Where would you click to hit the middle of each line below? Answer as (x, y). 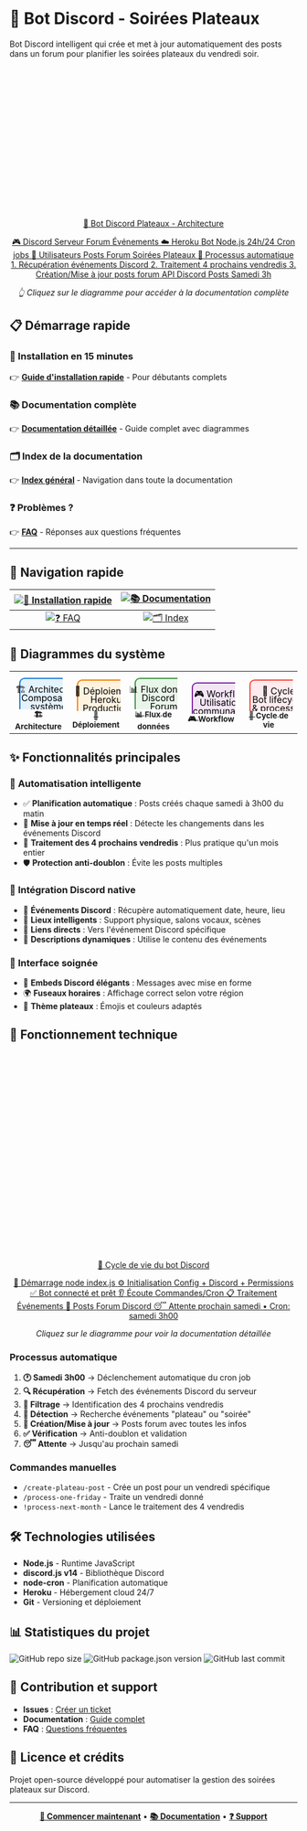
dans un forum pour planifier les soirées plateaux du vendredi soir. (134, 53)
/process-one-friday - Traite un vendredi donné (113, 1497)
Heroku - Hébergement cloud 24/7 (88, 1592)
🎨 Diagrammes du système (88, 654)
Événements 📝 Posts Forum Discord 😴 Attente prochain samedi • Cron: (153, 1305)
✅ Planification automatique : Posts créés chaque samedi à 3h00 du (153, 804)
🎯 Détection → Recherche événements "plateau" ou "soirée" (137, 1414)
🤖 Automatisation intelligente (75, 783)
